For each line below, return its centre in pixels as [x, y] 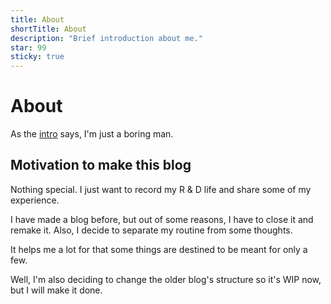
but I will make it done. [56, 290]
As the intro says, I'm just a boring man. [92, 134]
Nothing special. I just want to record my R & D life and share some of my [161, 189]
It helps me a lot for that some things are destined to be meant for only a [159, 249]
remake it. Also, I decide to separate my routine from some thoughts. [151, 230]
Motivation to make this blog [101, 165]
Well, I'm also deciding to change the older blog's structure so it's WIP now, [166, 279]
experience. [35, 200]
